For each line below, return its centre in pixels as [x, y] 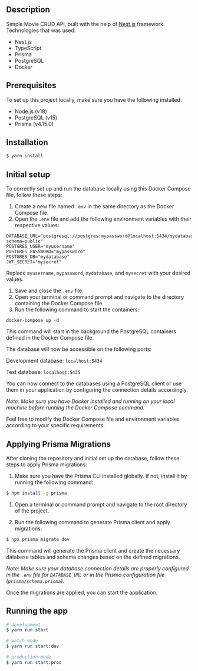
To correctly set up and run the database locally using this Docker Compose [98, 189]
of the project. [32, 511]
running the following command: [54, 482]
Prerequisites [31, 86]
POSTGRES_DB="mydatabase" [38, 257]
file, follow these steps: [34, 195]
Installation [27, 142]
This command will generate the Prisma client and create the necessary [93, 550]
